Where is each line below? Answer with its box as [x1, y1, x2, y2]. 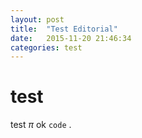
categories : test [10, 42, 83, 53]
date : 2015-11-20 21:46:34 [10, 33, 132, 43]
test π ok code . [10, 119, 72, 131]
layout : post [10, 14, 65, 25]
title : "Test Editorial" [10, 24, 118, 34]
